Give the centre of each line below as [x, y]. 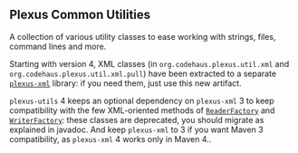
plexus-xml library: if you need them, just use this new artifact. [125, 83]
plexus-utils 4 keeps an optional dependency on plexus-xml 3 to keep [142, 100]
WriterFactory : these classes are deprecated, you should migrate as [137, 120]
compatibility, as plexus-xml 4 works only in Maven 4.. [111, 139]
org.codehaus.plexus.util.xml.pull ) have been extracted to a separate [143, 73]
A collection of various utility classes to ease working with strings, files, [143, 36]
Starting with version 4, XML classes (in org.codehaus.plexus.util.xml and [149, 63]
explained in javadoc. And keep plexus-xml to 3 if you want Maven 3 [137, 129]
